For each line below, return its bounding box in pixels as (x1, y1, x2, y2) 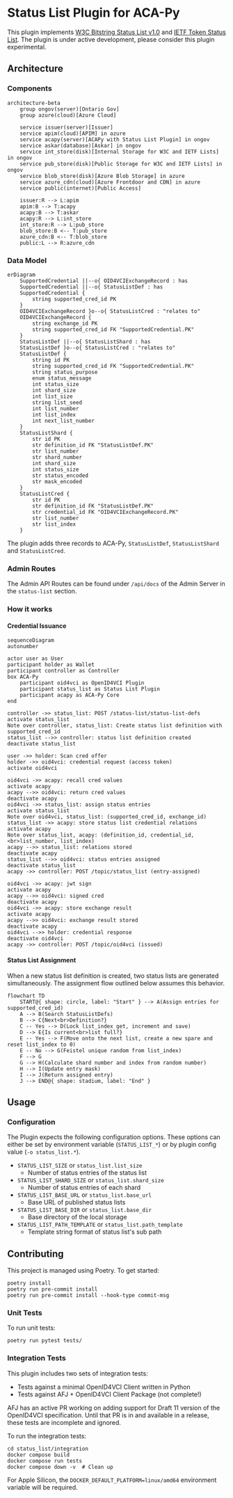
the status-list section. (7, 587, 77, 595)
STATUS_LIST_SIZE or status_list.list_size (17, 1161, 143, 1170)
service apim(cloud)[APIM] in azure (19, 130, 127, 137)
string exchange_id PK (32, 320, 98, 327)
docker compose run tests (7, 1457, 82, 1465)
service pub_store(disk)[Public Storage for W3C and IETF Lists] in (19, 160, 223, 168)
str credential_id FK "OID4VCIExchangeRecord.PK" (32, 508, 179, 515)
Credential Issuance (7, 621, 67, 630)
